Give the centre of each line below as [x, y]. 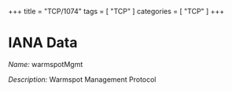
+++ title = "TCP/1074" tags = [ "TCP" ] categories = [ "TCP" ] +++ [116, 11]
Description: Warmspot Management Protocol [82, 79]
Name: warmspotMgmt [46, 64]
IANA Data [43, 43]
